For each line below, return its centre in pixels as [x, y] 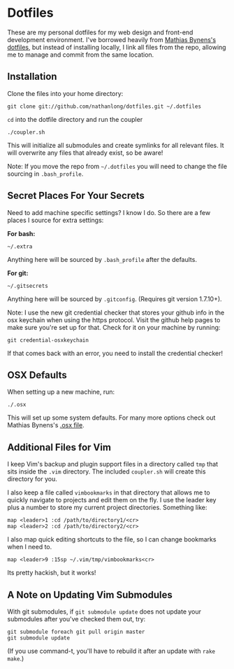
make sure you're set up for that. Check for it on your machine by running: [114, 327]
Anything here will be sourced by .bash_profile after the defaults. [102, 259]
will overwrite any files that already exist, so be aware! [85, 153]
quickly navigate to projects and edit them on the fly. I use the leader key [112, 500]
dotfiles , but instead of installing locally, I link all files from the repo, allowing [117, 47]
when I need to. [30, 547]
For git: [18, 273]
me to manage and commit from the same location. [81, 55]
